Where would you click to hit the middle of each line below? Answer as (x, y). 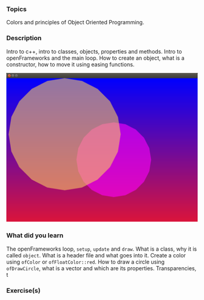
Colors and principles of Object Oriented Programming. (75, 23)
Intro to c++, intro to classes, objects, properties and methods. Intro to (94, 51)
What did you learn (35, 235)
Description (24, 38)
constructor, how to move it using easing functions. (70, 64)
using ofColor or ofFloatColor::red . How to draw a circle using (86, 262)
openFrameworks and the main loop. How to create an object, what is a (95, 58)
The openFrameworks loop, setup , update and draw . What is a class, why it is (102, 249)
